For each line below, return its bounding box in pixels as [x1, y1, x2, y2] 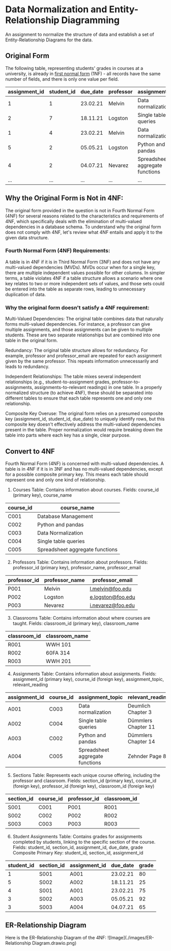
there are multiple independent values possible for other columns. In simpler [5, 270, 165, 276]
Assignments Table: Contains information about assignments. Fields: [12, 670, 157, 677]
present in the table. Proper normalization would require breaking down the [5, 427, 163, 433]
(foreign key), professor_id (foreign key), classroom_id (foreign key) [12, 783, 155, 789]
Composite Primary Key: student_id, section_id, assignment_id [12, 849, 144, 856]
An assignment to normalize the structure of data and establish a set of [5, 31, 154, 37]
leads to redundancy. [5, 363, 50, 370]
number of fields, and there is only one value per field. [5, 76, 119, 82]
